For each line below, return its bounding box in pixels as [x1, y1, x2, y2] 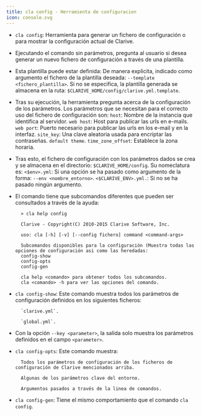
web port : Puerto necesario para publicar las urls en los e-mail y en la [15, 124, 189, 131]
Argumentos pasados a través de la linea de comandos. [21, 385, 162, 392]
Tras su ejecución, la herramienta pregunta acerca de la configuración [15, 98, 191, 106]
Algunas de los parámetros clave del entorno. [21, 375, 140, 381]
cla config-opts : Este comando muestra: [15, 347, 119, 354]
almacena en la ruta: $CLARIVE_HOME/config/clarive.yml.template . [15, 86, 180, 94]
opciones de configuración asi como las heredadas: [15, 247, 148, 254]
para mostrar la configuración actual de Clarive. [15, 37, 134, 45]
